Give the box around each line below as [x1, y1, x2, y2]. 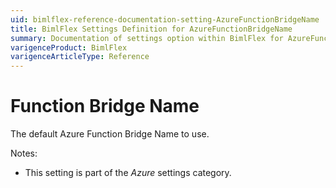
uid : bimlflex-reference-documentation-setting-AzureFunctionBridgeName [10, 14, 320, 25]
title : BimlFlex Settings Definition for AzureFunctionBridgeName [10, 24, 293, 34]
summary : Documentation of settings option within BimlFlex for [10, 33, 284, 43]
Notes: [10, 147, 38, 160]
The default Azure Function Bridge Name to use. [10, 128, 210, 140]
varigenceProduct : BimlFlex [10, 42, 128, 53]
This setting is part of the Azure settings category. [24, 167, 232, 179]
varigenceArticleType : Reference [10, 52, 150, 62]
